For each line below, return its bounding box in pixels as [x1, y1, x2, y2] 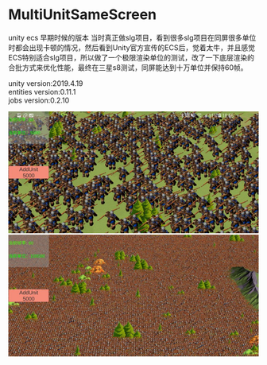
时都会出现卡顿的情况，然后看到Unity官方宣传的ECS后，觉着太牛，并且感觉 [8, 42, 256, 52]
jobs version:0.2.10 [8, 95, 70, 105]
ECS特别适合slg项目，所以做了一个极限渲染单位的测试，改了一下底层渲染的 [8, 52, 254, 62]
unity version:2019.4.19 [8, 78, 83, 88]
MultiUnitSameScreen [8, 6, 157, 24]
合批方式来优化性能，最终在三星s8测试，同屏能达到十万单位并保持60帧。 [8, 62, 248, 72]
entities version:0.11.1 [8, 87, 76, 96]
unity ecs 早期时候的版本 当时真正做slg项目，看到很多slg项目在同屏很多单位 [8, 33, 257, 42]
